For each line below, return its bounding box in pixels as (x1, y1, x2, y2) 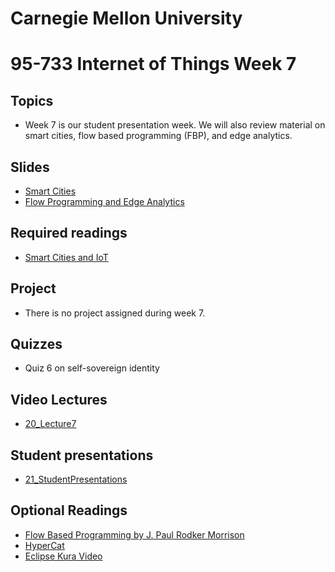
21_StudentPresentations (24, 473, 128, 486)
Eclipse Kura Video (24, 550, 103, 562)
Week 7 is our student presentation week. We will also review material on (24, 119, 326, 131)
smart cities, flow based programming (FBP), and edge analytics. (24, 130, 293, 142)
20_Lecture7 (24, 418, 77, 430)
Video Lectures (10, 391, 108, 408)
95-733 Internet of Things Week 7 (10, 53, 297, 76)
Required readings (10, 225, 128, 242)
